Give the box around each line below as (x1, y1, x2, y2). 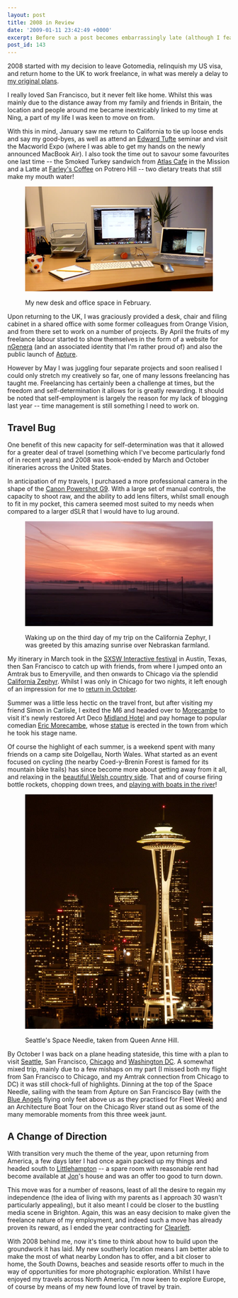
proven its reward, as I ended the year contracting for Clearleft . (7, 1223, 191, 1232)
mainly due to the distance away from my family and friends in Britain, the (7, 98, 222, 107)
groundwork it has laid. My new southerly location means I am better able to (7, 1245, 229, 1253)
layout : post (7, 11, 46, 18)
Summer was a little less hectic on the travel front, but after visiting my (7, 698, 213, 707)
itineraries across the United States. (7, 463, 112, 472)
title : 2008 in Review (7, 18, 74, 26)
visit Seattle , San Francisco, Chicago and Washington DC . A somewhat (7, 1057, 214, 1066)
